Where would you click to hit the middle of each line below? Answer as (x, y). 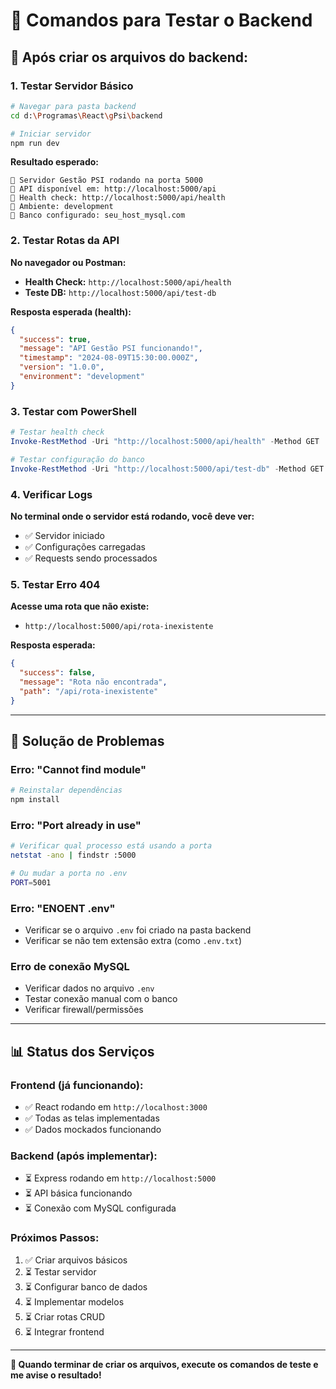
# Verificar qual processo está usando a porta (111, 846)
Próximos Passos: (55, 1238)
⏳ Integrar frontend (64, 1331)
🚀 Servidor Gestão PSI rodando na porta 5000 (106, 180)
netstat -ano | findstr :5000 (73, 855)
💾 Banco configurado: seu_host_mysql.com (98, 215)
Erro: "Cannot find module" (78, 769)
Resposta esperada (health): (71, 311)
